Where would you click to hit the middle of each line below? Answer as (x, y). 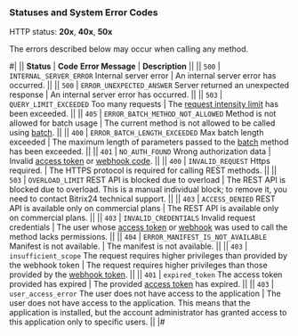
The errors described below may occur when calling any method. (129, 49)
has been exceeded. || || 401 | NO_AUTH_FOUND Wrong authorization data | (140, 152)
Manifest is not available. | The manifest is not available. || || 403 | (129, 246)
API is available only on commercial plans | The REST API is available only (144, 209)
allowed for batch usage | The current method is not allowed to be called (142, 123)
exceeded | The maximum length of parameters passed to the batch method (149, 142)
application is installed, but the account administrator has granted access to (148, 313)
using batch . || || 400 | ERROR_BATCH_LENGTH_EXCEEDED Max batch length (137, 133)
